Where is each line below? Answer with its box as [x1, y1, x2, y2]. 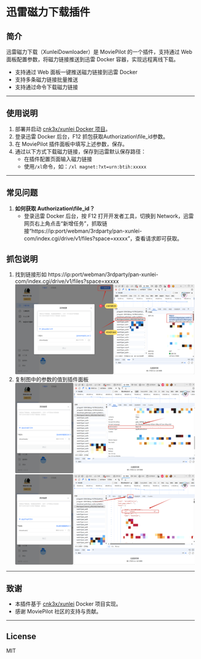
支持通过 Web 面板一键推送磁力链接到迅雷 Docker [14, 68, 138, 76]
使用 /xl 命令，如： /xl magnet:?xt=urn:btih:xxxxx [23, 163, 147, 170]
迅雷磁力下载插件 [6, 5, 91, 19]
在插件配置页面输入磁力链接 [23, 155, 93, 163]
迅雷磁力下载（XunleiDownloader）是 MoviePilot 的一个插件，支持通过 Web [6, 49, 193, 55]
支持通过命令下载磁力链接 [14, 83, 78, 91]
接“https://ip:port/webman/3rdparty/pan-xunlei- [23, 227, 142, 234]
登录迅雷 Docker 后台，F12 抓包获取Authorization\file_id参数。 [14, 133, 169, 140]
